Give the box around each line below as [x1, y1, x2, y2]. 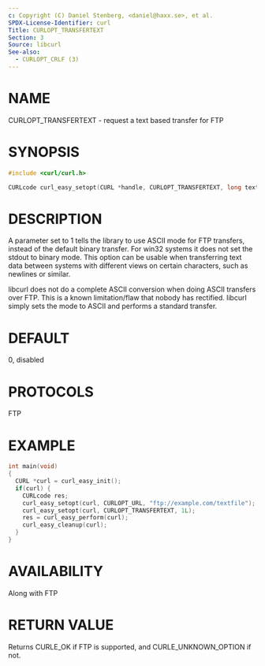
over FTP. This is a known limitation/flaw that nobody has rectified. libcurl [8, 293, 247, 303]
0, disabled [8, 355, 45, 365]
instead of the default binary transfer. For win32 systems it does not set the [8, 244, 253, 254]
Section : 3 [8, 33, 44, 42]
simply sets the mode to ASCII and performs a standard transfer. [8, 301, 218, 311]
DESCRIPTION [8, 210, 103, 228]
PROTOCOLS [8, 383, 95, 400]
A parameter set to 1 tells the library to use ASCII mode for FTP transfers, [8, 236, 245, 245]
